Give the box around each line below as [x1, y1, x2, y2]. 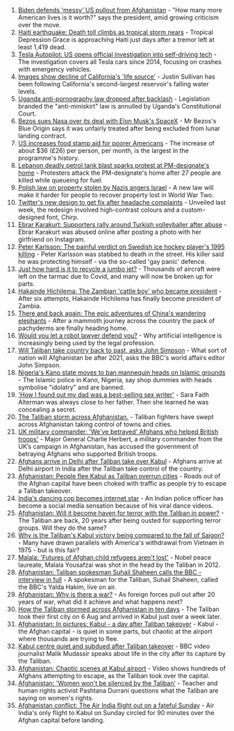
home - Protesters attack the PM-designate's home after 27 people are [17, 168, 222, 177]
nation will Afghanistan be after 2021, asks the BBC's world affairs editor [17, 354, 225, 361]
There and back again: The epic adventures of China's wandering [17, 309, 206, 317]
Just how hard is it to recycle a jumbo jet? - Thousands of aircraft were [17, 265, 221, 273]
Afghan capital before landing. [17, 716, 105, 724]
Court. [17, 109, 37, 118]
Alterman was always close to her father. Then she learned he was [17, 398, 209, 406]
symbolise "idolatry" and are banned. [17, 383, 125, 391]
